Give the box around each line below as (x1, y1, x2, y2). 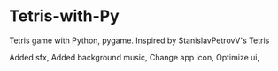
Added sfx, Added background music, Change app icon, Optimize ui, (9, 52, 259, 62)
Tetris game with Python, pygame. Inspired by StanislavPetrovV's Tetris (9, 35, 270, 46)
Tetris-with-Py (9, 6, 120, 26)
